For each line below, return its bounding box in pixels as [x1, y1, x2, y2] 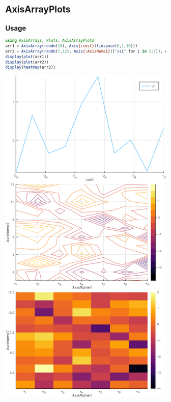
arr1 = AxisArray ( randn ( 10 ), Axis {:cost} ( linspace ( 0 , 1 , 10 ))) [5, 43, 138, 48]
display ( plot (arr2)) [5, 60, 49, 65]
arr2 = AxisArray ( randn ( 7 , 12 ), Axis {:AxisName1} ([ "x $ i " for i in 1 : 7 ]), [5, 48, 163, 54]
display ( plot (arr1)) [5, 54, 49, 59]
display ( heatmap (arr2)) [5, 65, 56, 70]
